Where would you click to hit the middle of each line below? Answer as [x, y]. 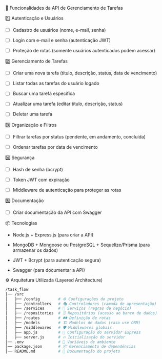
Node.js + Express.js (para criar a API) [53, 235]
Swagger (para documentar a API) [49, 270]
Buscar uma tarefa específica [44, 94]
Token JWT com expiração [41, 180]
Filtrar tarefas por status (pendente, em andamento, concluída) [79, 136]
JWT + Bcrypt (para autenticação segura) [57, 260]
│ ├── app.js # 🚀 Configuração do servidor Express [73, 332]
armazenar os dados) [35, 250]
